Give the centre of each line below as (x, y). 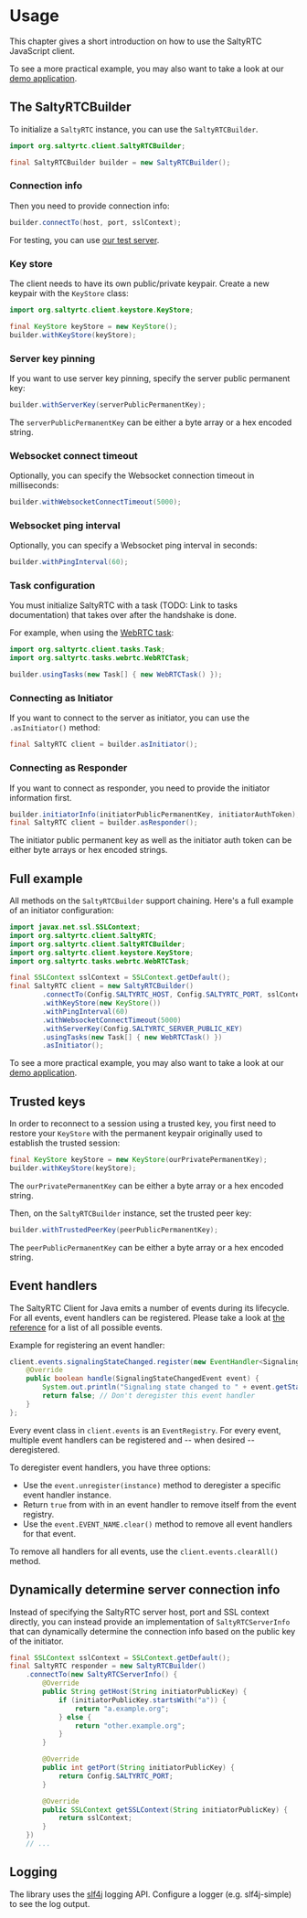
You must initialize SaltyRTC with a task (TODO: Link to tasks (123, 605)
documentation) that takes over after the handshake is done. (123, 615)
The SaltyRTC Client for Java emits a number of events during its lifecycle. (149, 1307)
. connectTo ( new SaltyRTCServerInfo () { (102, 1675)
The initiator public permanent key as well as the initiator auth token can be (151, 840)
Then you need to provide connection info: (90, 206)
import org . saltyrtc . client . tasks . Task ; (88, 650)
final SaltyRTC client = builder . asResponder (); (104, 823)
